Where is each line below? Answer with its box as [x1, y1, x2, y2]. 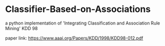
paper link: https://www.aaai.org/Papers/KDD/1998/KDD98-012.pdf [5, 35, 143, 41]
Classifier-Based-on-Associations [5, 3, 151, 15]
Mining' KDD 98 [5, 25, 38, 31]
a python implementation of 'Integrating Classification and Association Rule [5, 20, 160, 26]
